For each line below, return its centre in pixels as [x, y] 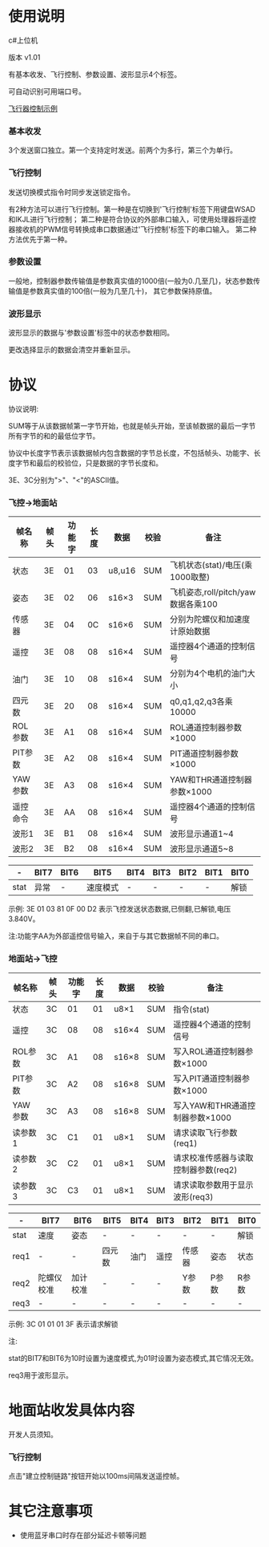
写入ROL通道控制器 [209, 1051]
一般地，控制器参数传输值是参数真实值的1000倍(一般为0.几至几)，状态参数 [131, 281]
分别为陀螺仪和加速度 [210, 619]
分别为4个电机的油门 [209, 673]
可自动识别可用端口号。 [47, 91]
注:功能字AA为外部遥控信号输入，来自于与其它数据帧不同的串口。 [116, 936]
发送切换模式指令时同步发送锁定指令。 [71, 192]
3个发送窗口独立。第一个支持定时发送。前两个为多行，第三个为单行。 [123, 150]
